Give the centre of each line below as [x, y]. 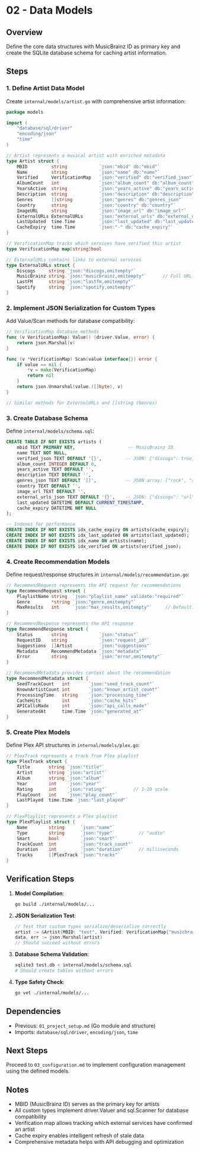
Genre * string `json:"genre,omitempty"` [76, 602]
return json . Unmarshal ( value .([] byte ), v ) [70, 387]
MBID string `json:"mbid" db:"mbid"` [89, 167]
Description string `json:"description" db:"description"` [107, 194]
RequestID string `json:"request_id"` [83, 640]
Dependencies [33, 1011]
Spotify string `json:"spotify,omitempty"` [76, 287]
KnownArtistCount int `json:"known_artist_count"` [89, 689]
